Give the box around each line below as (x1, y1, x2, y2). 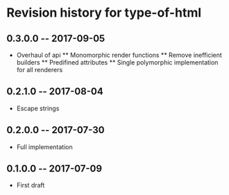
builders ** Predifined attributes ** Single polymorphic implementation (16, 58, 219, 67)
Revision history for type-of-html (6, 5, 202, 21)
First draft (16, 181, 45, 189)
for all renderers (16, 66, 63, 74)
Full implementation (16, 142, 74, 151)
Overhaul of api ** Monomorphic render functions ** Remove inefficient (16, 51, 223, 59)
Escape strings (16, 104, 60, 112)
